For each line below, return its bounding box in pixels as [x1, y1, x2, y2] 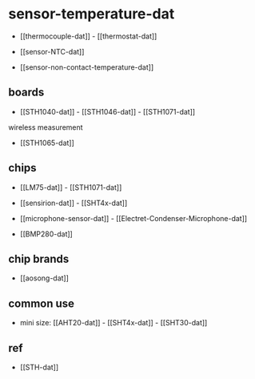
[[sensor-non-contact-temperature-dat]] [19, 62, 154, 72]
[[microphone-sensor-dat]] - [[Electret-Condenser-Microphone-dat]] [19, 213, 248, 223]
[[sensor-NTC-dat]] [19, 46, 85, 56]
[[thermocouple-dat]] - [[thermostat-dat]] [19, 31, 157, 41]
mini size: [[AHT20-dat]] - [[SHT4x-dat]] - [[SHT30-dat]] [19, 318, 208, 328]
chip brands [8, 252, 70, 265]
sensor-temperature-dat [8, 5, 175, 23]
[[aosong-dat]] [19, 273, 70, 283]
